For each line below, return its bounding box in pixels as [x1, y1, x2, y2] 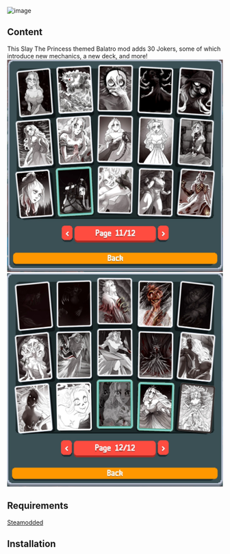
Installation [7, 538, 56, 550]
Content [7, 26, 43, 38]
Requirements [7, 500, 68, 511]
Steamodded [7, 518, 44, 527]
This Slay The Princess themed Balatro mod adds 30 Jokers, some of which [7, 45, 221, 53]
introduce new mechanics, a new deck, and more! [7, 51, 149, 60]
